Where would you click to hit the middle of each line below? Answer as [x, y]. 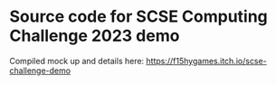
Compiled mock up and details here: [77, 61]
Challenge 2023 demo [95, 36]
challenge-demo [40, 71]
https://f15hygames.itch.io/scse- [206, 61]
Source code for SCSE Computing [139, 17]
